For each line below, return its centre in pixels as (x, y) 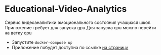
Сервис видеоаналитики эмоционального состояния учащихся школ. (78, 22)
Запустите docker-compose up (42, 42)
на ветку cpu (18, 33)
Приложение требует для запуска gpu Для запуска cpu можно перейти (80, 27)
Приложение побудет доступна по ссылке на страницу (70, 47)
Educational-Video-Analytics (66, 9)
